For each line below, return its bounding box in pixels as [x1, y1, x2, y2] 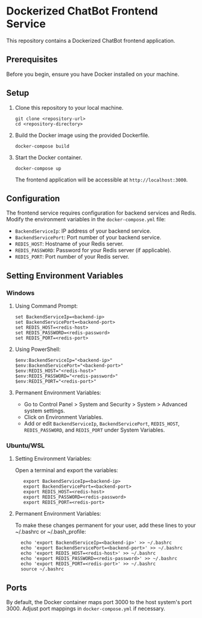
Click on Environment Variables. [24, 414, 104, 421]
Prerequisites [6, 54, 58, 65]
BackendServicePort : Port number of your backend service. [14, 234, 162, 241]
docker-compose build [14, 143, 69, 149]
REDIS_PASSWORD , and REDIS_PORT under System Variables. [24, 426, 165, 434]
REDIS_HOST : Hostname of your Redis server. [14, 240, 124, 248]
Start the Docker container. [14, 154, 83, 161]
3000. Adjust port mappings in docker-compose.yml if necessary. [6, 605, 166, 613]
